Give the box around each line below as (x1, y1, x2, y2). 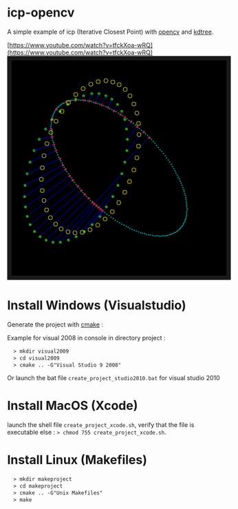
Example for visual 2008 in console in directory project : (7, 333, 166, 342)
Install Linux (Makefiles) (7, 453, 148, 468)
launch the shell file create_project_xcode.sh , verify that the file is (7, 420, 195, 428)
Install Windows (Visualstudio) (7, 298, 187, 313)
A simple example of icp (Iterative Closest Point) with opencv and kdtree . (7, 28, 214, 36)
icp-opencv (7, 5, 75, 21)
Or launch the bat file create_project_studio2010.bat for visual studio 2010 (7, 373, 220, 382)
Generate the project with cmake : (7, 320, 104, 329)
